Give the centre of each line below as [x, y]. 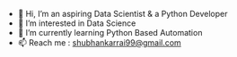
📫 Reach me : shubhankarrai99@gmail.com [99, 43]
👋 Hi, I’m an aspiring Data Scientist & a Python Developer [123, 14]
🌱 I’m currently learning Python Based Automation [110, 33]
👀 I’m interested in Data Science [77, 23]
